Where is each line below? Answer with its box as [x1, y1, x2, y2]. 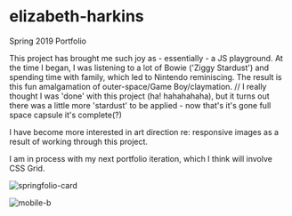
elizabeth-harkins [9, 6, 144, 27]
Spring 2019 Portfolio [9, 36, 87, 46]
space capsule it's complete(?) [9, 109, 123, 120]
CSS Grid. [9, 163, 45, 173]
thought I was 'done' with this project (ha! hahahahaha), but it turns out [9, 91, 270, 101]
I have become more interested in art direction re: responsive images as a [9, 126, 279, 137]
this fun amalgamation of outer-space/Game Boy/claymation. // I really [9, 81, 267, 92]
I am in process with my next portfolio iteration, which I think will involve [9, 153, 273, 164]
